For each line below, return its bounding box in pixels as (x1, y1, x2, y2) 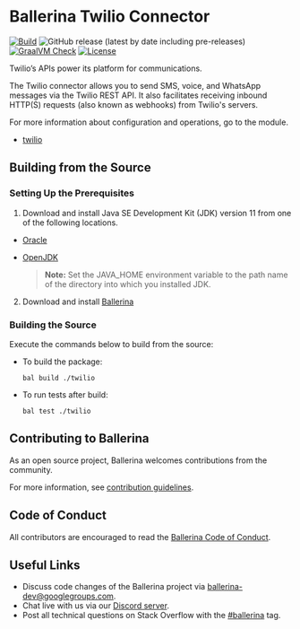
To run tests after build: (21, 389, 109, 400)
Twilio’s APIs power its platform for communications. (9, 63, 203, 74)
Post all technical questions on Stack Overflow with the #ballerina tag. (21, 610, 281, 621)
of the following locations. (21, 217, 118, 228)
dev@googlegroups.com (21, 590, 115, 602)
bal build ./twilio (21, 373, 96, 382)
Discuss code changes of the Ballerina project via (21, 581, 206, 592)
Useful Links (9, 557, 81, 572)
